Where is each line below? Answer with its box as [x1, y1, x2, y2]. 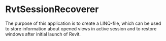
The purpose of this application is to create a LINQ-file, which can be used [5, 20, 161, 26]
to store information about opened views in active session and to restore [5, 25, 157, 31]
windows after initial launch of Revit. [5, 31, 81, 37]
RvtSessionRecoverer [5, 4, 99, 15]
